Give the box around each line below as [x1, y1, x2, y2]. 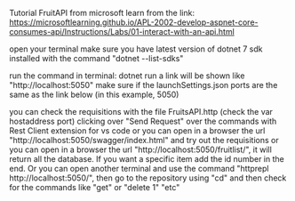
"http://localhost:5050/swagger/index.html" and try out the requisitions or [9, 135, 279, 145]
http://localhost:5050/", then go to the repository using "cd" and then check [9, 173, 287, 183]
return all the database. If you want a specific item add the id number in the [9, 154, 284, 164]
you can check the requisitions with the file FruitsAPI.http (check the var [9, 107, 274, 117]
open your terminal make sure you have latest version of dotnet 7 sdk [9, 44, 263, 54]
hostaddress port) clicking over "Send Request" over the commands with [9, 116, 277, 126]
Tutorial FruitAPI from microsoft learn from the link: [9, 8, 195, 18]
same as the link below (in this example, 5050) [9, 89, 179, 100]
